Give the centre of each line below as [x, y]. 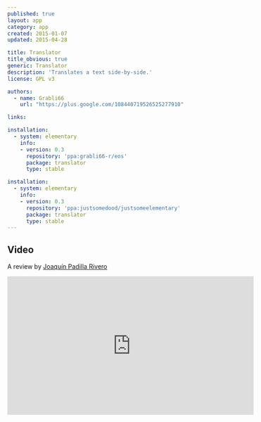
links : [17, 117]
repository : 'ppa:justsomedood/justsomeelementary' [103, 208]
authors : [20, 91]
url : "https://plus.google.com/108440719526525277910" [102, 105]
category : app [28, 27]
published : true [31, 14]
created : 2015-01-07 [38, 33]
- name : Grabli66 [39, 98]
